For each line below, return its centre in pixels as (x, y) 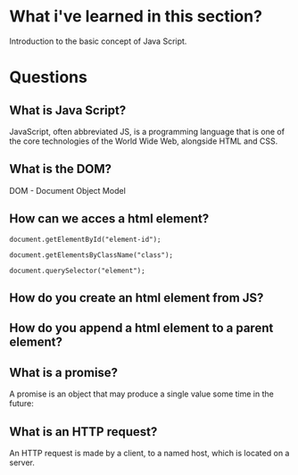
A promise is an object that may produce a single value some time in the (141, 394)
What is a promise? (64, 372)
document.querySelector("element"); (77, 271)
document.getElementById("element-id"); (86, 239)
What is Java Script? (68, 110)
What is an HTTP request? (83, 432)
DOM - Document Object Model (68, 190)
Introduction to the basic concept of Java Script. (98, 41)
